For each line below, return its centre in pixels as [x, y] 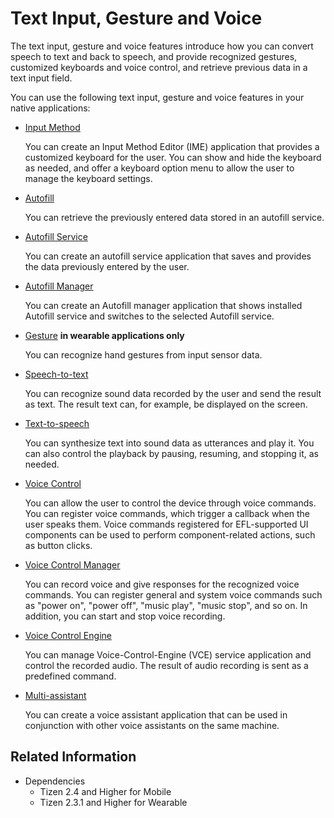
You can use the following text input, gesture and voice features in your [157, 97]
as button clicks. [58, 545]
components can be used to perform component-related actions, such [170, 534]
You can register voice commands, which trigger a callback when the [167, 513]
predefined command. [70, 676]
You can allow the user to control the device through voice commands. [170, 503]
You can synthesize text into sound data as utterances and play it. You [169, 443]
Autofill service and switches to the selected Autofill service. [149, 316]
